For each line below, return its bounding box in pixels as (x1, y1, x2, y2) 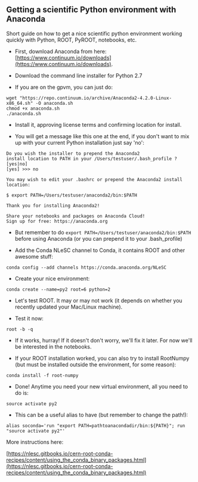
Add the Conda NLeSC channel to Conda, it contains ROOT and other (14, 247, 185, 254)
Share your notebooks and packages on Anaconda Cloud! (6, 213, 146, 219)
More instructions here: (6, 438, 64, 446)
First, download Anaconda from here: (14, 48, 107, 55)
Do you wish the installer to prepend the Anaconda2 (6, 150, 140, 157)
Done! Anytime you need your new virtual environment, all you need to (14, 383, 188, 390)
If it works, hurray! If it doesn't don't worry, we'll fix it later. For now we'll (14, 337, 193, 344)
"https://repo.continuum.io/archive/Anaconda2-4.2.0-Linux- (19, 95, 172, 101)
